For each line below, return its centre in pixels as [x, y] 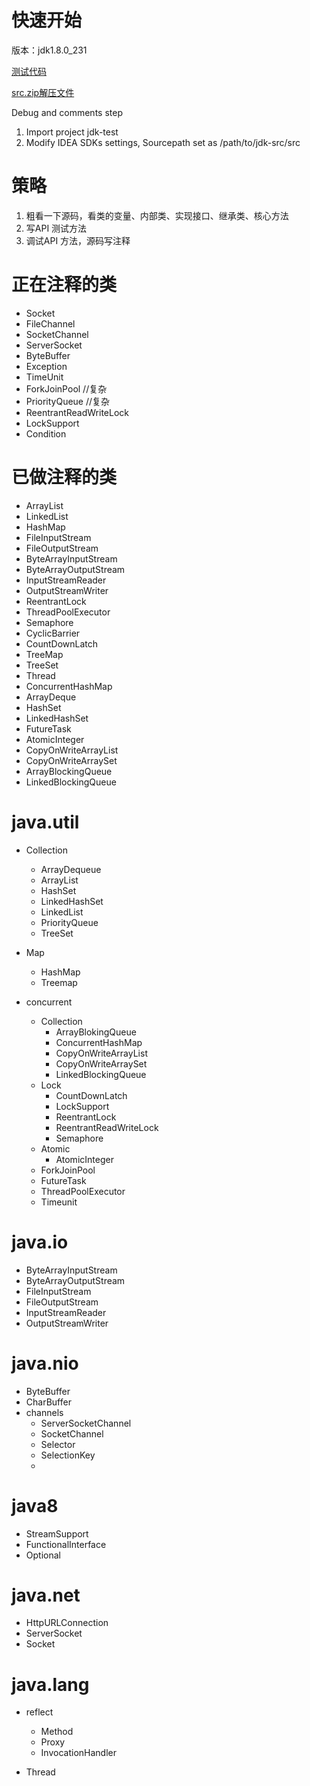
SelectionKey [68, 1455]
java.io [40, 1242]
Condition [46, 433]
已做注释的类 [64, 477]
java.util [45, 822]
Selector [58, 1444]
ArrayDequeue [71, 869]
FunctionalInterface [66, 1544]
